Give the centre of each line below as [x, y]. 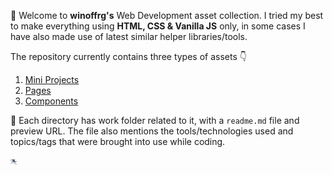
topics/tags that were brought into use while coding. [118, 141]
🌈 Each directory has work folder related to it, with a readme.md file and [155, 120]
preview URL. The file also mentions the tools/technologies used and [152, 131]
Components [51, 101]
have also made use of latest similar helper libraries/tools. [129, 36]
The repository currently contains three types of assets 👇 [128, 56]
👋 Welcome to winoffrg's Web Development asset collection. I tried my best [167, 15]
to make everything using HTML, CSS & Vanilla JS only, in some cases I [158, 26]
